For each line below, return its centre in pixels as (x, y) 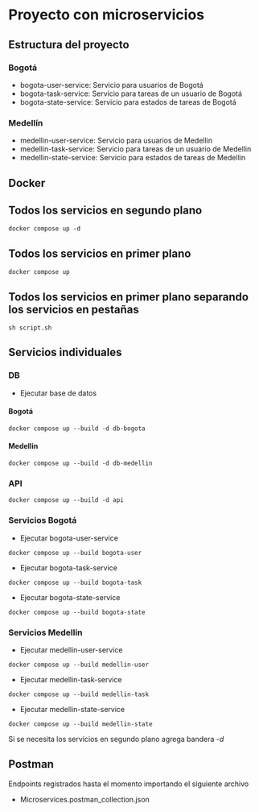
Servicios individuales (65, 352)
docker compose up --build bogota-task (75, 582)
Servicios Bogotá (43, 520)
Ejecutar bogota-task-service (69, 568)
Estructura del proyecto (69, 45)
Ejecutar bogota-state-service (70, 597)
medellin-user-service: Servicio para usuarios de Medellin (116, 141)
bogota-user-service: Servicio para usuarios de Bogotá (111, 85)
